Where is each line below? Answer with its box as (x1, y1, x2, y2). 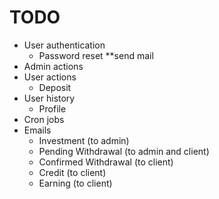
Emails (23, 124, 52, 136)
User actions (23, 71, 77, 83)
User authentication (23, 39, 106, 51)
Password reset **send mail (38, 49, 154, 61)
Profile (38, 102, 67, 115)
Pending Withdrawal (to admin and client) (38, 145, 210, 157)
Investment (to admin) (38, 134, 130, 146)
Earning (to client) (38, 177, 113, 189)
